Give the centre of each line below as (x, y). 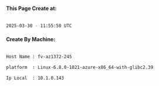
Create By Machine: (31, 39)
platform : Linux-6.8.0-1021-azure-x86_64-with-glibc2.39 (80, 68)
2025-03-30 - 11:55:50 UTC (39, 26)
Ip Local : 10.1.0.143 (35, 78)
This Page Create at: (31, 8)
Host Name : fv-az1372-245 (39, 57)
